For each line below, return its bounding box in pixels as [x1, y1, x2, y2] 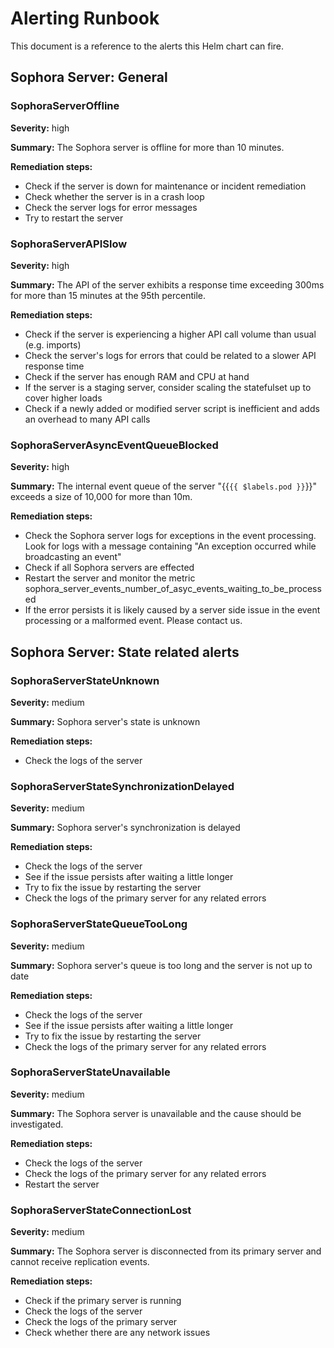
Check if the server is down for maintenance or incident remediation [24, 180, 307, 192]
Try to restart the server [24, 212, 124, 224]
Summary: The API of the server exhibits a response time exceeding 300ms [10, 278, 325, 291]
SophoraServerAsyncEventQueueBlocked [10, 438, 219, 452]
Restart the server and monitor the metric [24, 572, 196, 584]
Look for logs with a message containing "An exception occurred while [24, 540, 317, 552]
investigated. [10, 1118, 64, 1130]
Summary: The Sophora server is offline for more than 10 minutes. [10, 141, 285, 153]
